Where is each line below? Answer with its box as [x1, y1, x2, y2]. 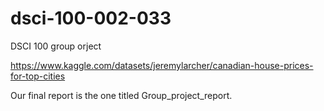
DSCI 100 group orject [10, 40, 102, 52]
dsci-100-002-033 [10, 7, 172, 30]
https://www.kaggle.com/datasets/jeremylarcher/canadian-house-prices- [10, 59, 314, 71]
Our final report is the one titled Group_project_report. [10, 89, 233, 101]
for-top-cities [10, 70, 66, 82]
